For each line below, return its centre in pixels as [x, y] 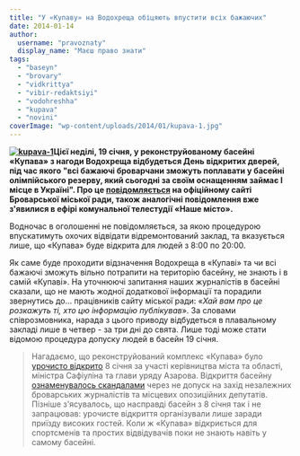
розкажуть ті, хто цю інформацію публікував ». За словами [123, 310]
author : [24, 34]
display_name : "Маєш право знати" [82, 51]
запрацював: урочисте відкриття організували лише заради [146, 413]
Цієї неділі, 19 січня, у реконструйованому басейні [154, 152]
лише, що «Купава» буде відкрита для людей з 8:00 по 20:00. [128, 245]
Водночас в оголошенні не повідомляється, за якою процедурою [135, 226]
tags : [19, 59]
